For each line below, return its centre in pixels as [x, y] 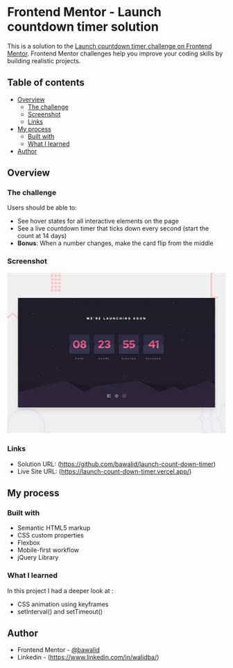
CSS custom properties [51, 535]
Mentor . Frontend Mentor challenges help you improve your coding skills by [115, 53]
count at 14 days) [42, 236]
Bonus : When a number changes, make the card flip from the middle [115, 243]
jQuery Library [38, 558]
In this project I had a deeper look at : [60, 590]
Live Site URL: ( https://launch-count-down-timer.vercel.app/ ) [104, 471]
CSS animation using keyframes [63, 604]
